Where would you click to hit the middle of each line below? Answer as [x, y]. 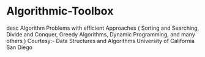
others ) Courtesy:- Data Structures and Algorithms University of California [100, 41]
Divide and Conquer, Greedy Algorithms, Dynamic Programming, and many [101, 34]
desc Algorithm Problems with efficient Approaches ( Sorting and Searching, [103, 28]
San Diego [19, 47]
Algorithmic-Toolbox [60, 11]
